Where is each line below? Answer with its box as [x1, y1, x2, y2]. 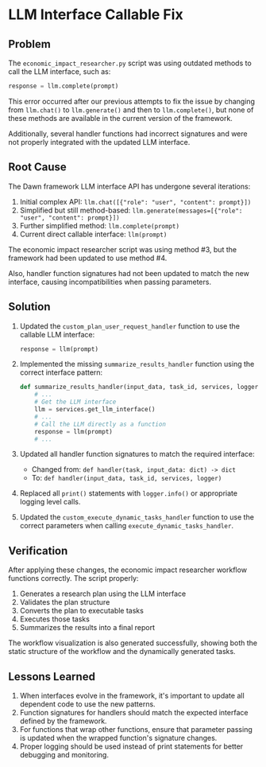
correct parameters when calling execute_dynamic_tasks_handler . [19, 521, 234, 531]
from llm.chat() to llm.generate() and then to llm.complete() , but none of [8, 105, 254, 115]
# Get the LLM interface [34, 398, 117, 407]
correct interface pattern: [19, 368, 103, 377]
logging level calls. [19, 497, 81, 507]
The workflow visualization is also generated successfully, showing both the [8, 638, 258, 648]
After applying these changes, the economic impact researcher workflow [8, 565, 248, 574]
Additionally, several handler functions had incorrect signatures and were [8, 129, 248, 138]
